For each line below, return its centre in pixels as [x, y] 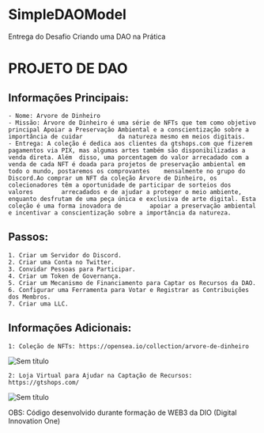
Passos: [28, 237]
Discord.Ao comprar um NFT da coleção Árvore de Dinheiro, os [113, 178]
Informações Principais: [68, 98]
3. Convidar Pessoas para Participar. [72, 269]
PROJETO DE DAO [68, 68]
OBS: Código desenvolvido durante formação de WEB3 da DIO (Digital [123, 412]
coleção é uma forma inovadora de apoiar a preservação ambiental [132, 206]
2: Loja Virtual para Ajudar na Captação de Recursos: [100, 375]
